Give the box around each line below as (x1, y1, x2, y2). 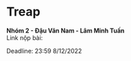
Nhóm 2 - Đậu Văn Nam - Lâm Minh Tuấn (6, 26, 125, 35)
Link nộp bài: (6, 33, 43, 41)
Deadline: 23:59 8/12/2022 (6, 47, 82, 55)
